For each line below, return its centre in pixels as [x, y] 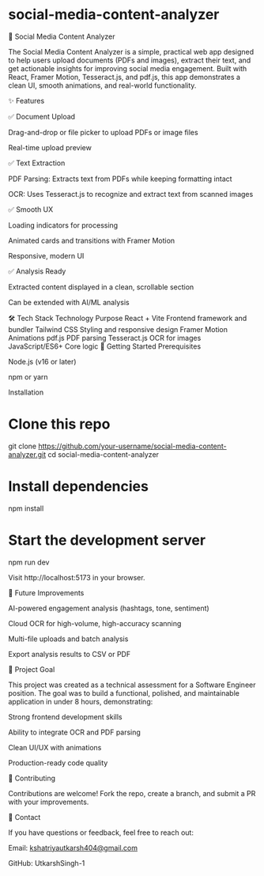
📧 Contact [25, 817]
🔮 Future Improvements [46, 593]
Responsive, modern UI [46, 255]
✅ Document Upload [42, 116]
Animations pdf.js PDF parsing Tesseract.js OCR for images [105, 338]
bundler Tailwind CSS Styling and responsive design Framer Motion [118, 329]
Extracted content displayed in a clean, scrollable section [101, 287]
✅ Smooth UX [31, 209]
